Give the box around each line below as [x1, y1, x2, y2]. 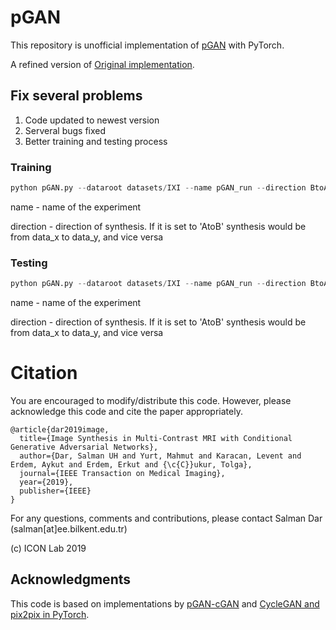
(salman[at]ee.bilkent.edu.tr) [10, 523, 128, 535]
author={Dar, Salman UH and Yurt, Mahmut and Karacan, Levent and [19, 451, 302, 461]
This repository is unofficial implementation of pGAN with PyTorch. [10, 39, 285, 51]
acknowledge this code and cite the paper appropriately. [10, 406, 243, 418]
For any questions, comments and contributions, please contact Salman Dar [10, 512, 323, 525]
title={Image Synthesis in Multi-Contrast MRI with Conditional [19, 434, 293, 444]
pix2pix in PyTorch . [10, 608, 90, 620]
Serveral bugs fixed [24, 124, 107, 136]
